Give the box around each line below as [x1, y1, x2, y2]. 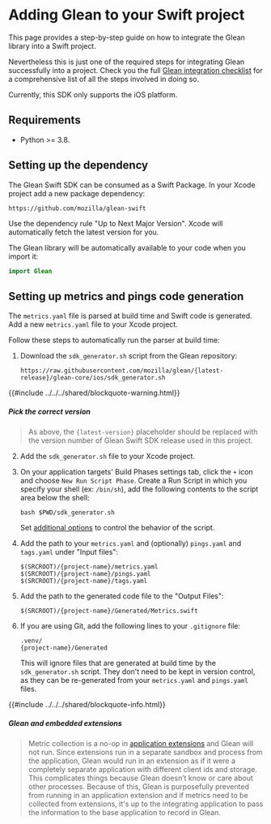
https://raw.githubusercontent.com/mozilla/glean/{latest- [19, 367, 224, 375]
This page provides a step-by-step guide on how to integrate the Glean [8, 32, 245, 42]
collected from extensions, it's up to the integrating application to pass [28, 799, 264, 809]
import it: [8, 251, 39, 261]
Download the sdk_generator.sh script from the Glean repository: [19, 351, 237, 361]
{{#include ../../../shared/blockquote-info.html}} [8, 700, 166, 710]
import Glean [8, 267, 53, 275]
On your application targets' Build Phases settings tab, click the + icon [19, 467, 253, 477]
